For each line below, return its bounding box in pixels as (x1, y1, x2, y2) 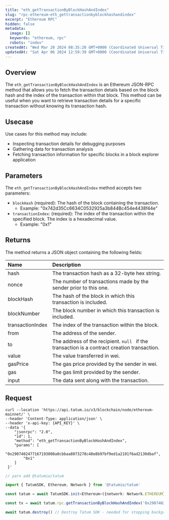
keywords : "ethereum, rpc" (10, 36, 66, 41)
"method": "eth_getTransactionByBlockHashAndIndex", (14, 438, 127, 443)
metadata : (5, 26, 26, 31)
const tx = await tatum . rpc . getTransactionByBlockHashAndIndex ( (5, 501, 143, 506)
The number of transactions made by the (52, 278, 149, 285)
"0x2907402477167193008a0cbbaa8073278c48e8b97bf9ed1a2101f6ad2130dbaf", (5, 451, 161, 457)
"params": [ (14, 442, 39, 447)
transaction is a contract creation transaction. (52, 344, 159, 351)
